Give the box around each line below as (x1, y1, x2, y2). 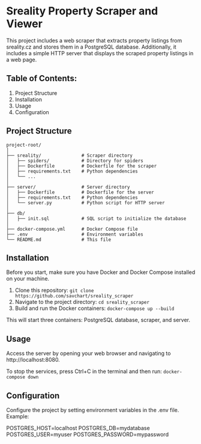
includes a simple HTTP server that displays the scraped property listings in (6, 49, 194, 56)
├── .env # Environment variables (6, 231, 144, 237)
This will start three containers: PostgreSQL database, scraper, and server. (6, 317, 191, 324)
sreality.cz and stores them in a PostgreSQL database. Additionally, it (6, 43, 177, 50)
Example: (6, 413, 29, 420)
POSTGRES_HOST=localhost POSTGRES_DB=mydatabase (6, 425, 150, 431)
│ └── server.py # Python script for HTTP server (6, 199, 165, 205)
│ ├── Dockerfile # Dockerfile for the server (6, 189, 154, 195)
